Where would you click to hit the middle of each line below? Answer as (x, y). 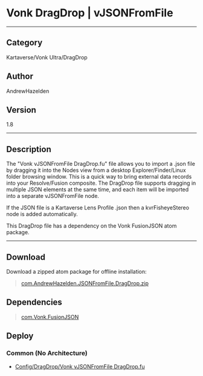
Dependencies (34, 302)
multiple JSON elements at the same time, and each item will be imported (98, 190)
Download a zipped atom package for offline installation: (76, 272)
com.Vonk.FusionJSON (50, 317)
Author (20, 77)
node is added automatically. (42, 214)
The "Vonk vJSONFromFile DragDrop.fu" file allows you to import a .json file (101, 164)
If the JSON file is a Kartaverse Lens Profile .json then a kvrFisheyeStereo (98, 208)
